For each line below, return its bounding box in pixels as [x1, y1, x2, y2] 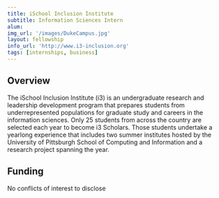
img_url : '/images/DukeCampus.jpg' [7, 29, 111, 37]
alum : [7, 23, 23, 30]
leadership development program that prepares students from [7, 100, 185, 109]
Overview [7, 75, 51, 87]
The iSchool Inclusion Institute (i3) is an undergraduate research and [7, 93, 204, 102]
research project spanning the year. [7, 145, 109, 153]
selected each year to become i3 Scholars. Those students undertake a [7, 123, 213, 131]
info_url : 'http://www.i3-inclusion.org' [7, 43, 130, 49]
